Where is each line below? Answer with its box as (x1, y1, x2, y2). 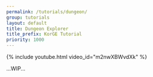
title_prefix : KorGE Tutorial (6, 31, 83, 37)
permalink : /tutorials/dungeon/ (6, 8, 87, 15)
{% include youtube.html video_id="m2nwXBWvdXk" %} (6, 54, 148, 60)
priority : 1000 (6, 37, 45, 43)
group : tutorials (6, 14, 50, 20)
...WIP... (6, 65, 26, 72)
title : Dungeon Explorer (6, 25, 69, 32)
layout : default (6, 20, 47, 26)
